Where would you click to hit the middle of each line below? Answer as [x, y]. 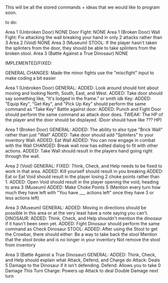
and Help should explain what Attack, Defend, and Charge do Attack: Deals [83, 260]
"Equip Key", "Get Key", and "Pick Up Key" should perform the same [76, 104]
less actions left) [22, 198]
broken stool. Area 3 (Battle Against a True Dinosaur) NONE [67, 53]
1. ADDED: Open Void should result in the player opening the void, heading [82, 182]
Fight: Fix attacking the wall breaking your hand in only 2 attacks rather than [84, 37]
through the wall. [23, 156]
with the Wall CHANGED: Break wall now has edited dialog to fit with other [81, 146]
